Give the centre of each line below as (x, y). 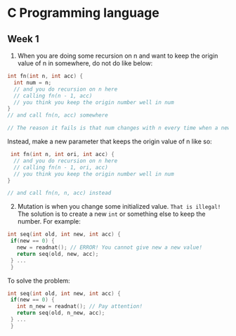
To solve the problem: (39, 280)
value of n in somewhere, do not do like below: (85, 63)
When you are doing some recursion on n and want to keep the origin (118, 56)
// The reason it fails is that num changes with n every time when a (113, 128)
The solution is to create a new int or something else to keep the (111, 214)
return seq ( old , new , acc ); (58, 254)
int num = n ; (33, 82)
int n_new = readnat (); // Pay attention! (79, 306)
